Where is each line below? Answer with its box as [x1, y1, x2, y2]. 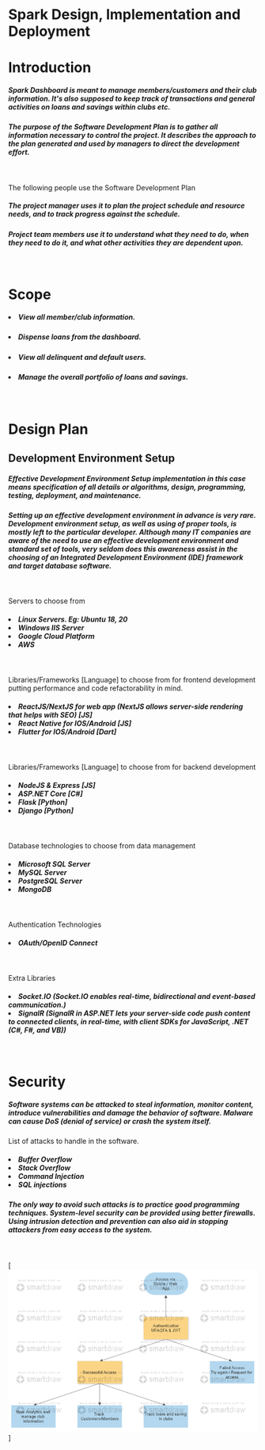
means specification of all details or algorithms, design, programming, [8, 482, 247, 492]
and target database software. [8, 560, 112, 570]
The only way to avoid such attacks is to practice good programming [8, 1199, 240, 1210]
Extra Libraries [8, 974, 56, 983]
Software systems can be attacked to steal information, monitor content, [8, 1100, 254, 1109]
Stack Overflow [18, 1163, 71, 1173]
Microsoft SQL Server [18, 859, 91, 869]
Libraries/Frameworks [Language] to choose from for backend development [8, 763, 256, 772]
